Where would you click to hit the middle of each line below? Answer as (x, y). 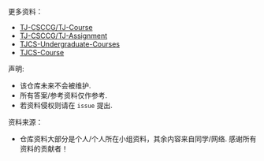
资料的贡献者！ (44, 149)
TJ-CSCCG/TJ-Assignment (63, 36)
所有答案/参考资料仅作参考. (63, 95)
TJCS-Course (42, 52)
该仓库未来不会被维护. (55, 86)
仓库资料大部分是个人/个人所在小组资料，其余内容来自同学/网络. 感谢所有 (138, 139)
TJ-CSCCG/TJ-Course (56, 27)
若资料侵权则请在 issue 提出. (66, 105)
